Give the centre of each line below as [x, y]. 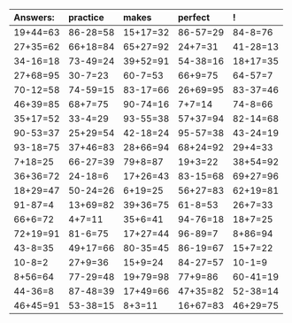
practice [86, 17]
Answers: [34, 17]
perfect [194, 17]
